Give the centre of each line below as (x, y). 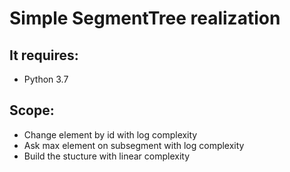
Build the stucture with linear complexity (107, 156)
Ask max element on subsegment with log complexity (134, 145)
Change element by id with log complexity (110, 134)
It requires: (44, 55)
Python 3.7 (46, 79)
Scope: (32, 110)
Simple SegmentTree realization (145, 18)
